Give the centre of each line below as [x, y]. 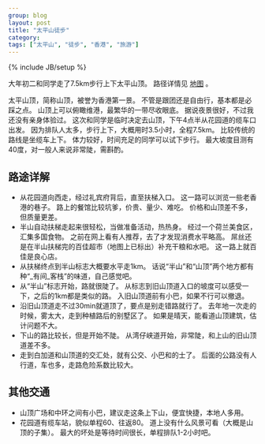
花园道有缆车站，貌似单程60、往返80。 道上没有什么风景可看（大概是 [133, 422]
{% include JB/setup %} [47, 67]
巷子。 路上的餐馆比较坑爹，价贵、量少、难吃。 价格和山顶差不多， [143, 207]
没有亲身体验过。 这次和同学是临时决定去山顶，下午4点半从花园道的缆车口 [135, 120]
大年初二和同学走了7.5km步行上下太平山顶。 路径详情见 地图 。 [110, 84]
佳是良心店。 [40, 256]
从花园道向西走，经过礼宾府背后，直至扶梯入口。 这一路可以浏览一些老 [134, 197]
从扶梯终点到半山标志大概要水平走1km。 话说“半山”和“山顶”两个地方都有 [137, 266]
